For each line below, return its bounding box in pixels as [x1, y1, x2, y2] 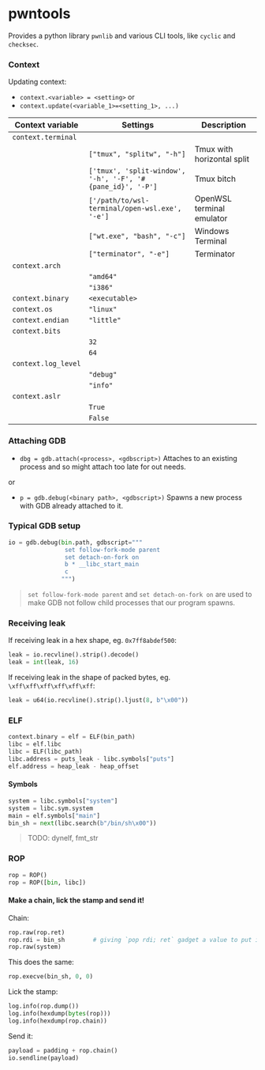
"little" [88, 316, 121, 325]
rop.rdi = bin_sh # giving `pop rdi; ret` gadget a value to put [8, 936, 252, 943]
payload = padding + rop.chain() [8, 1046, 118, 1054]
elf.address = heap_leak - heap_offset [8, 762, 140, 770]
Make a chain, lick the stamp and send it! [8, 895, 144, 906]
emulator [194, 213, 228, 224]
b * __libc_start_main [64, 561, 140, 569]
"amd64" [88, 272, 118, 282]
